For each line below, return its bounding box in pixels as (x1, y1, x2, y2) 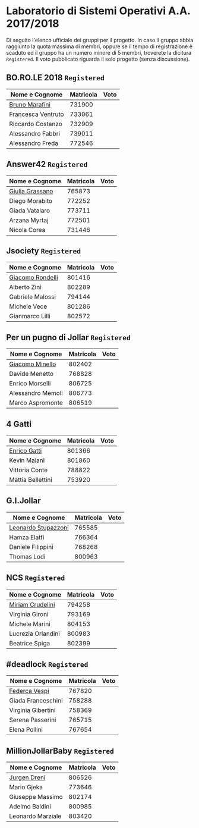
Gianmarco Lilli (9, 312, 50, 321)
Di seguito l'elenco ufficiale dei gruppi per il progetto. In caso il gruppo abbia (6, 36, 194, 43)
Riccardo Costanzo (9, 120, 62, 128)
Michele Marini (9, 620, 50, 628)
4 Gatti (6, 419, 31, 429)
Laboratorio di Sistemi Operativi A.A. (6, 4, 191, 18)
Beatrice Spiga (9, 639, 50, 647)
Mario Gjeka (9, 783, 43, 792)
